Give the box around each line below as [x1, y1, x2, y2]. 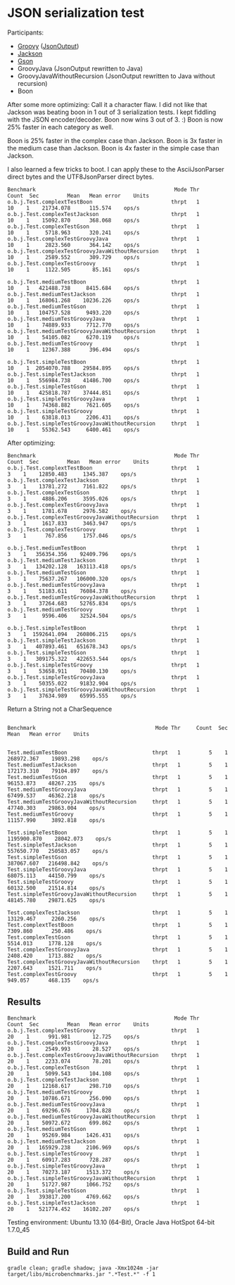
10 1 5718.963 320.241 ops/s [7, 229, 140, 236]
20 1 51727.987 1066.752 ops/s [7, 1181, 140, 1188]
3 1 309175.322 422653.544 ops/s [7, 655, 137, 662]
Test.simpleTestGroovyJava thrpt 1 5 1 [7, 866, 229, 873]
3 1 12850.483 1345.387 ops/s [7, 470, 137, 478]
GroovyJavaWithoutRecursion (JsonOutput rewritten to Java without [17, 72, 216, 80]
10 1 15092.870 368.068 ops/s [7, 217, 140, 224]
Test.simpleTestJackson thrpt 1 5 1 [7, 841, 229, 849]
